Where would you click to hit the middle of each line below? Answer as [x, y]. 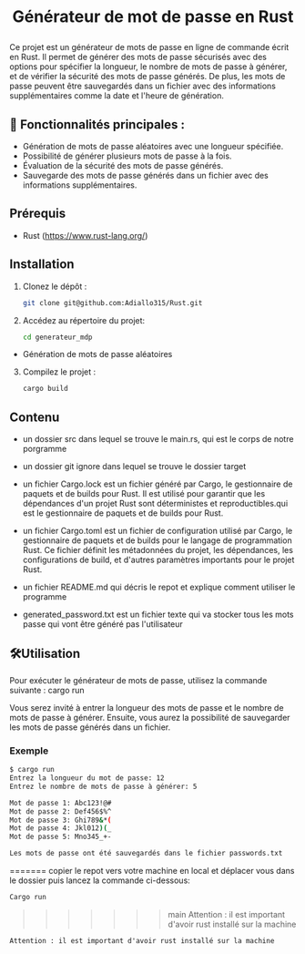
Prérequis [38, 214]
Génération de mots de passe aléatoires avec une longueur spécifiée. [153, 146]
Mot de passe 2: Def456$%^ [61, 811]
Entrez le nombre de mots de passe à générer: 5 [103, 786]
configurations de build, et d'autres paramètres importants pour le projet [158, 560]
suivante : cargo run [47, 690]
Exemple [29, 751]
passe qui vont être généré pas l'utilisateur [103, 624]
